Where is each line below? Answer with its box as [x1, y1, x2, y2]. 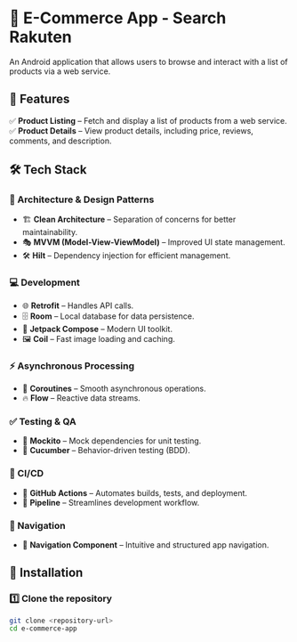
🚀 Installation [9, 565, 84, 581]
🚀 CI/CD [9, 467, 44, 480]
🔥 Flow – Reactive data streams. [21, 393, 140, 403]
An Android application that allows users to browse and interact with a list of [9, 56, 289, 67]
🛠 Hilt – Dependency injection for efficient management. [21, 250, 231, 261]
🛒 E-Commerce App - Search [9, 8, 227, 28]
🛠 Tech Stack [9, 162, 87, 177]
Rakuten [9, 27, 73, 47]
